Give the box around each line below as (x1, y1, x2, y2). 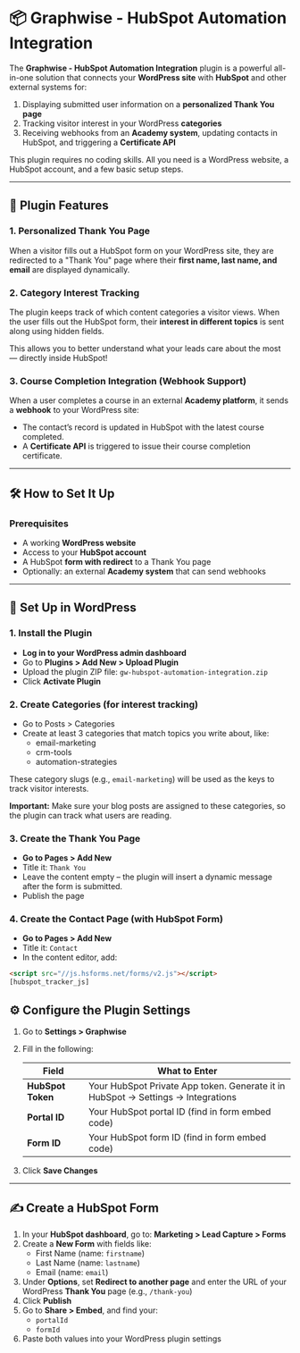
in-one (9, 71, 34, 82)
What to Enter (157, 1065, 218, 1078)
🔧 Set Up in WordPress (9, 601, 137, 616)
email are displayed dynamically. (9, 264, 130, 274)
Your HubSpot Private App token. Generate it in (87, 1080, 286, 1092)
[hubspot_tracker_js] (9, 978, 90, 987)
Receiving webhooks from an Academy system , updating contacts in (21, 127, 279, 138)
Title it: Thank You (21, 862, 87, 873)
